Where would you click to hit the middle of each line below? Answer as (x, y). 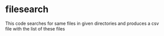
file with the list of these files (35, 28)
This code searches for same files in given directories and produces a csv (82, 23)
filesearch (27, 9)
